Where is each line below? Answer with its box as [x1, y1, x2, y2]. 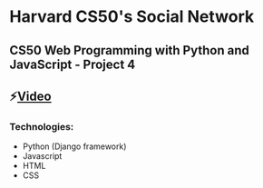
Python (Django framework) [22, 141, 127, 152]
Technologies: [9, 120, 74, 133]
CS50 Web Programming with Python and [9, 43, 249, 58]
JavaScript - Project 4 [9, 56, 136, 72]
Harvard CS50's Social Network [9, 6, 255, 27]
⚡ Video [9, 88, 52, 104]
